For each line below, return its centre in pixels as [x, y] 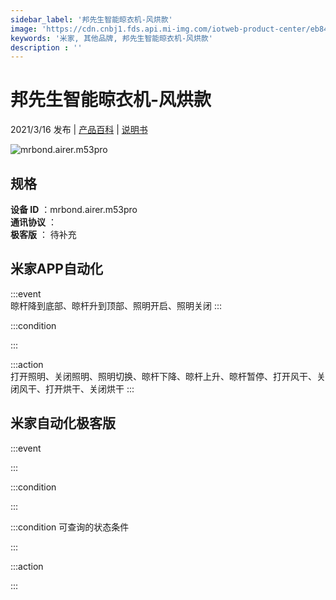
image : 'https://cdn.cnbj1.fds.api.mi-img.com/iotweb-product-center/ [160, 29]
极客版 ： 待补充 [43, 234]
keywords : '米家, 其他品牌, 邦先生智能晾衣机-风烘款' [111, 38]
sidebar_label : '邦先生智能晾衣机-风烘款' [91, 19]
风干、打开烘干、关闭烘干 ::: [76, 388]
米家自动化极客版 [63, 423]
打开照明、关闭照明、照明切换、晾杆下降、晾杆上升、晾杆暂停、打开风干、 [163, 376]
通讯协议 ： [33, 222]
